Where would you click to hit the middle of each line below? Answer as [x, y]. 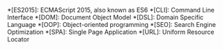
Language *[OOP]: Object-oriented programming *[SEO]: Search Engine [111, 24]
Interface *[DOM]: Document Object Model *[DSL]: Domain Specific [106, 17]
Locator [18, 39]
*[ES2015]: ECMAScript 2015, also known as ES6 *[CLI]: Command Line [111, 10]
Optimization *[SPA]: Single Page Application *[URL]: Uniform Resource [111, 32]
